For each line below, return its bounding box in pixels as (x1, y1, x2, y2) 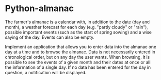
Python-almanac (5, 3, 74, 14)
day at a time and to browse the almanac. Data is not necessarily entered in (5, 49, 156, 55)
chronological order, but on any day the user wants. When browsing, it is (5, 54, 150, 60)
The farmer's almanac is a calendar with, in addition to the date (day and (5, 19, 150, 25)
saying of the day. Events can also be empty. (5, 34, 95, 40)
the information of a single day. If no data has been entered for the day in (5, 64, 151, 70)
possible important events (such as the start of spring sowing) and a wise (5, 29, 152, 35)
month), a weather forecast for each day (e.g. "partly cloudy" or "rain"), (5, 24, 148, 30)
